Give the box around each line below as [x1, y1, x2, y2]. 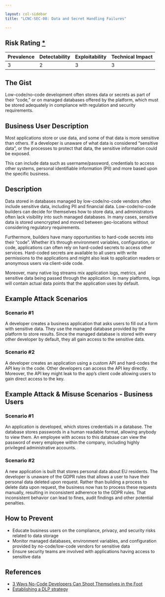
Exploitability [75, 53, 107, 60]
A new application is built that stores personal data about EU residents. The [5, 468, 158, 474]
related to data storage [12, 532, 59, 539]
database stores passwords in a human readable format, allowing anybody [5, 429, 157, 435]
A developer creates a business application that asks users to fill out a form [5, 321, 158, 327]
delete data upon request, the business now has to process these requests [5, 484, 157, 490]
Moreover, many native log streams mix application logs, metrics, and [5, 270, 146, 276]
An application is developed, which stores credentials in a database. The [5, 424, 152, 430]
